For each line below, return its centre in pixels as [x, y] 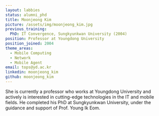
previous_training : [26, 29]
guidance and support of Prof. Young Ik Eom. [53, 108]
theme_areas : [19, 48]
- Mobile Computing [31, 53]
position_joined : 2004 [29, 44]
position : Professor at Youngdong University [55, 39]
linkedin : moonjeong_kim [32, 72]
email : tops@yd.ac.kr [28, 67]
